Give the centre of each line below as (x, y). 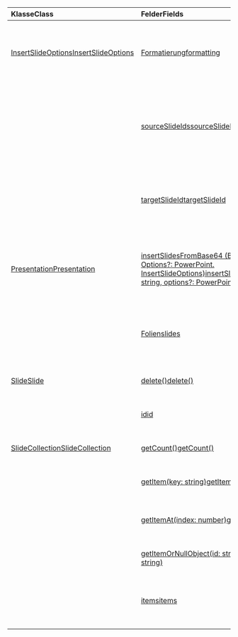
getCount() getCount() (177, 448)
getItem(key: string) (174, 482)
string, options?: (168, 282)
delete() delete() (167, 381)
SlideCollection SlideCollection (61, 448)
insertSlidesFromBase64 (182, 256)
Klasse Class (32, 14)
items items (159, 600)
